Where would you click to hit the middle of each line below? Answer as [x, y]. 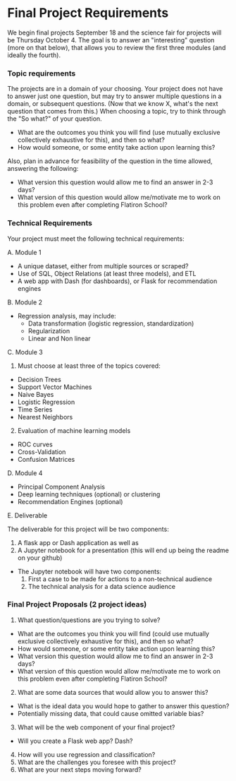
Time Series [35, 409]
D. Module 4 [25, 473]
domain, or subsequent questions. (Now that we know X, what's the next [113, 104]
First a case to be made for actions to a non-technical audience [120, 579]
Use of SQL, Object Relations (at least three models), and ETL [107, 273]
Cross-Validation [42, 452]
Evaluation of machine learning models [74, 430]
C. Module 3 [25, 352]
